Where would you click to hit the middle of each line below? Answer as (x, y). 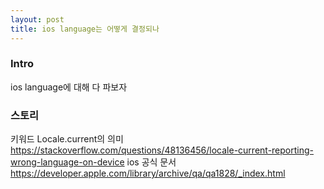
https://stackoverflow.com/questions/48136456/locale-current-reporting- (162, 150)
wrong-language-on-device (67, 162)
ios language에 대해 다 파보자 (69, 87)
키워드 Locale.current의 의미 (67, 139)
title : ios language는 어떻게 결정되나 (85, 29)
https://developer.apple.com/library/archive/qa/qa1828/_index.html (148, 173)
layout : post (37, 19)
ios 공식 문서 (151, 162)
